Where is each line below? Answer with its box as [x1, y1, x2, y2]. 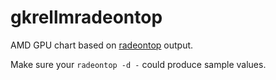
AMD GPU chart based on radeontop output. [10, 39, 194, 51]
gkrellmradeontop [10, 6, 163, 29]
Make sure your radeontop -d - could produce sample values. [10, 58, 267, 70]
